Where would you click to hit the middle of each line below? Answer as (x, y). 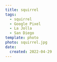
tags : (11, 14)
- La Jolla (21, 28)
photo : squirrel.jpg (27, 42)
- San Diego (22, 33)
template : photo (22, 38)
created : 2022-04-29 (31, 51)
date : (11, 47)
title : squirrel (22, 10)
